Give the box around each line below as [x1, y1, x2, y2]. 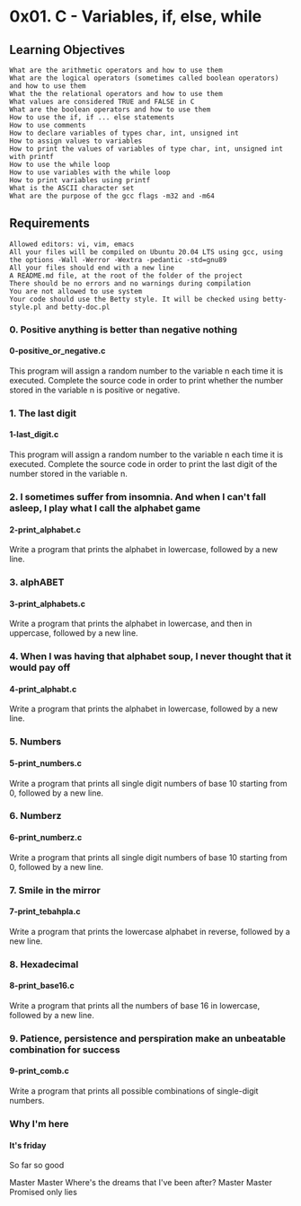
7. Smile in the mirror [9, 884, 101, 896]
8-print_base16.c [9, 981, 75, 991]
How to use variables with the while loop [9, 168, 171, 177]
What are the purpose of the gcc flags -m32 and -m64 [9, 191, 216, 200]
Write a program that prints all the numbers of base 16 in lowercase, [9, 999, 261, 1011]
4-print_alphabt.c [9, 683, 77, 694]
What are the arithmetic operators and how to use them [9, 66, 223, 75]
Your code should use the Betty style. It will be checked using [9, 295, 259, 304]
